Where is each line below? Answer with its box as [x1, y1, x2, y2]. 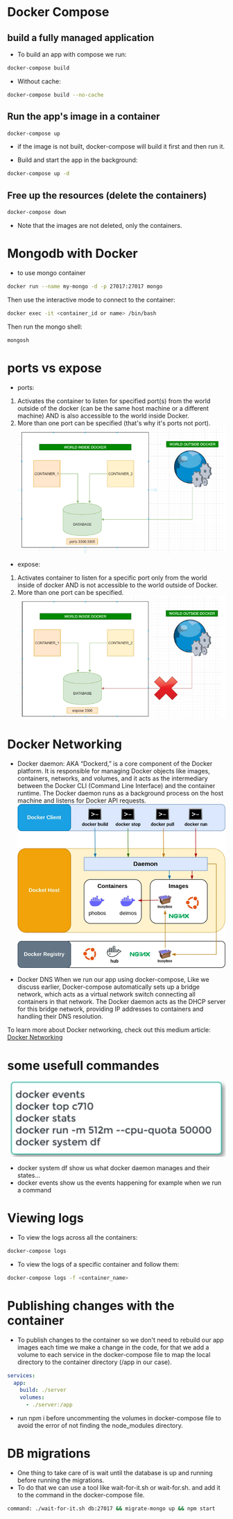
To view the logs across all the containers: [17, 1233, 138, 1242]
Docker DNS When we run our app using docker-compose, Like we [17, 976, 209, 984]
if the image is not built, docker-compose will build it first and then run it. [17, 142, 225, 151]
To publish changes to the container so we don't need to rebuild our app [17, 1336, 224, 1344]
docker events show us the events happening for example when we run [17, 1179, 222, 1187]
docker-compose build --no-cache [7, 91, 104, 98]
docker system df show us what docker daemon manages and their [17, 1164, 210, 1172]
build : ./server [19, 1387, 67, 1394]
